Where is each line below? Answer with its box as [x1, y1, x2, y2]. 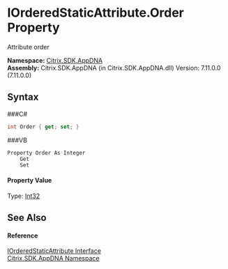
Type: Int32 [7, 192, 40, 200]
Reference [7, 231, 38, 240]
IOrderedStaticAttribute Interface [7, 247, 101, 255]
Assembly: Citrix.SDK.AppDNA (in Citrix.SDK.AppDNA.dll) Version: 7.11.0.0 [7, 63, 221, 72]
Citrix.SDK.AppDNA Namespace [7, 254, 100, 263]
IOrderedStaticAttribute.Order [7, 5, 185, 21]
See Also [7, 212, 47, 224]
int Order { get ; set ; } [7, 123, 79, 130]
